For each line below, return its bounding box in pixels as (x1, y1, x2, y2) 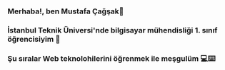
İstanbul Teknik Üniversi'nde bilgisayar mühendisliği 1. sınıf (7, 25, 218, 35)
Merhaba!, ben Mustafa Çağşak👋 (7, 6, 124, 16)
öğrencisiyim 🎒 (7, 34, 61, 44)
